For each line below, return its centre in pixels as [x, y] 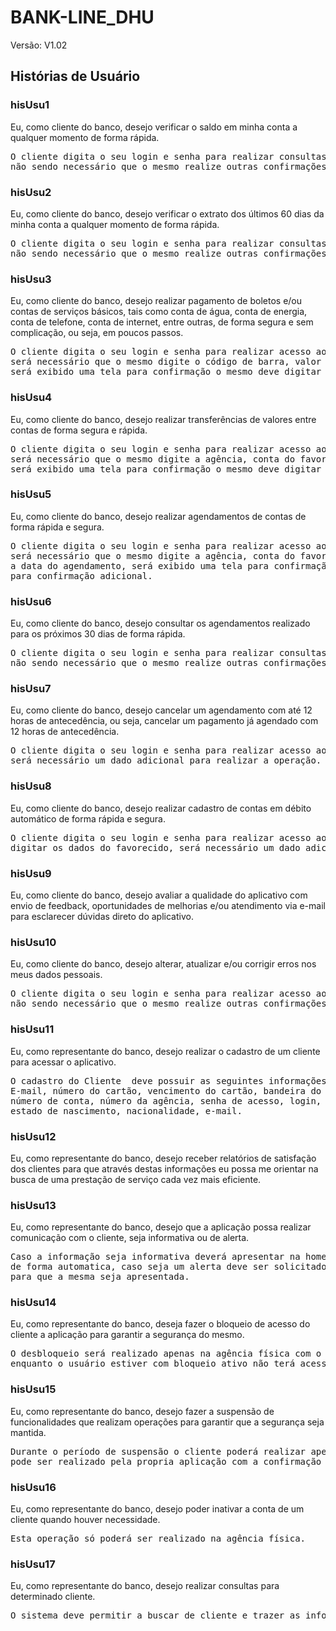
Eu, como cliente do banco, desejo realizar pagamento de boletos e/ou [156, 301]
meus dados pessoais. [56, 975]
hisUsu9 [31, 873]
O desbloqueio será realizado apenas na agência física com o [166, 1354]
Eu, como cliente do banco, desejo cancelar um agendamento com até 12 [161, 710]
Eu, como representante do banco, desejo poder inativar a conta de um [157, 1509]
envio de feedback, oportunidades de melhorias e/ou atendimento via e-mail [168, 905]
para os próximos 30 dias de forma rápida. [98, 634]
